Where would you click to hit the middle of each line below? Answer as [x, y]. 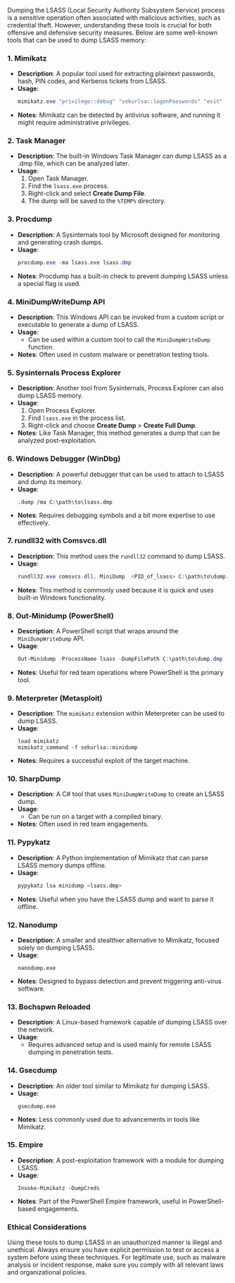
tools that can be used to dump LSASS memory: [77, 40]
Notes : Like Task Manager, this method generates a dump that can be [119, 433]
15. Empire [25, 1145]
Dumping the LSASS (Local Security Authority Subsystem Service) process [116, 10]
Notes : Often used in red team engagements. [83, 824]
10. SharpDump [34, 779]
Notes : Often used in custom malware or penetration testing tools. [113, 354]
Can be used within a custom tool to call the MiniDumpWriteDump [119, 339]
